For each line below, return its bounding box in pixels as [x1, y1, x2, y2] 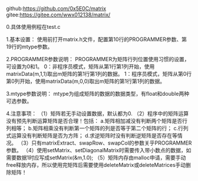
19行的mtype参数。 [6, 43, 53, 50]
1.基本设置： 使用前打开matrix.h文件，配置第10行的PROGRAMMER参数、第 [6, 36, 187, 43]
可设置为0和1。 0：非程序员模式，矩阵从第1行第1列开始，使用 [6, 63, 155, 70]
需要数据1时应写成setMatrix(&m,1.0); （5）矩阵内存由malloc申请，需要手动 [6, 154, 186, 161]
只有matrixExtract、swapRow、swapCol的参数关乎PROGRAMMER [31, 139, 192, 146]
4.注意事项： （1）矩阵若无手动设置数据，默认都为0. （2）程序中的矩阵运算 [6, 110, 189, 117]
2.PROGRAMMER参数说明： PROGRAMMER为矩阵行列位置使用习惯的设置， [6, 56, 190, 62]
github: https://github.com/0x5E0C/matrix [6, 5, 107, 12]
